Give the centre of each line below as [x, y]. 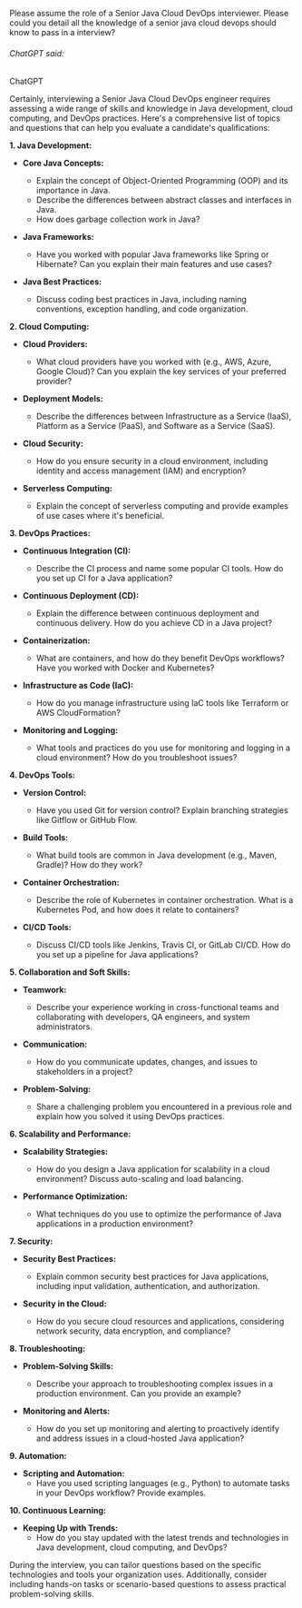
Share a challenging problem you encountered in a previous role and [164, 1107]
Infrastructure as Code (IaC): [78, 686]
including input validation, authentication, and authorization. [148, 1286]
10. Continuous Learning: [58, 1511]
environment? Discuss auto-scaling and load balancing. [140, 1179]
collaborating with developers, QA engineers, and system [143, 1017]
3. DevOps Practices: [50, 533]
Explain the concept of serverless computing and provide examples [162, 506]
